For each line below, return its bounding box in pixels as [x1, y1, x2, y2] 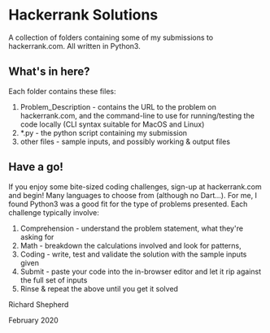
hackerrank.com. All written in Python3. [8, 41, 141, 50]
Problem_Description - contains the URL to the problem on [20, 102, 217, 111]
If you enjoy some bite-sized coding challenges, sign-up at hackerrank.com [8, 181, 262, 192]
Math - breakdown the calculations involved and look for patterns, [20, 240, 242, 250]
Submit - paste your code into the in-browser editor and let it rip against [20, 266, 262, 276]
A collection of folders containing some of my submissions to [8, 32, 214, 42]
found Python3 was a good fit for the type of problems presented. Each [8, 199, 248, 209]
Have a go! [8, 160, 63, 174]
